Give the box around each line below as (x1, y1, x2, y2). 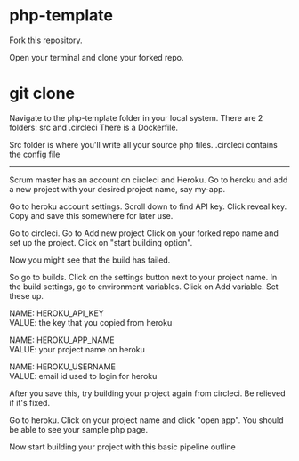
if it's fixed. (9, 397, 51, 408)
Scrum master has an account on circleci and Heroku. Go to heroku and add (9, 174, 288, 185)
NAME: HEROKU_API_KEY (9, 308, 104, 319)
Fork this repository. (9, 35, 83, 45)
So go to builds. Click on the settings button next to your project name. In (9, 271, 278, 282)
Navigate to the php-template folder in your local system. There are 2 (9, 112, 263, 123)
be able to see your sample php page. (9, 424, 149, 434)
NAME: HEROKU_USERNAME (9, 361, 116, 372)
